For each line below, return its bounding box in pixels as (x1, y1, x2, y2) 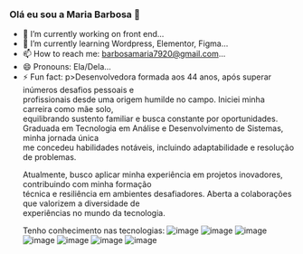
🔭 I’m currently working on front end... (22, 29, 165, 40)
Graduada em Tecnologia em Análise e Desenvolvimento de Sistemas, (22, 123, 284, 134)
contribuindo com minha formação (22, 179, 152, 190)
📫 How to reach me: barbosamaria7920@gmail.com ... (22, 49, 226, 60)
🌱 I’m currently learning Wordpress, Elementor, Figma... (22, 38, 229, 49)
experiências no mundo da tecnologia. (22, 208, 166, 219)
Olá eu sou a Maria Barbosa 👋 (9, 8, 140, 21)
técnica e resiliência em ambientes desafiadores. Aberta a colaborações (22, 189, 292, 200)
